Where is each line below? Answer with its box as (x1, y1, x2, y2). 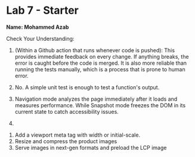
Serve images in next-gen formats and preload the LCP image (14, 144, 167, 151)
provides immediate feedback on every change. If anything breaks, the (14, 53, 189, 60)
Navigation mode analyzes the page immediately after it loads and (14, 95, 178, 102)
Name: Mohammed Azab (6, 23, 69, 31)
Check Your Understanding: (6, 35, 75, 42)
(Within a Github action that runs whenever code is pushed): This (14, 46, 175, 54)
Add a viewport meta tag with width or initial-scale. (14, 131, 141, 138)
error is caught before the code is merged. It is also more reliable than (14, 59, 187, 67)
